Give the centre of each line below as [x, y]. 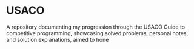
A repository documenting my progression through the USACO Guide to [96, 27]
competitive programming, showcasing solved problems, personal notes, [97, 33]
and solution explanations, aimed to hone [58, 39]
